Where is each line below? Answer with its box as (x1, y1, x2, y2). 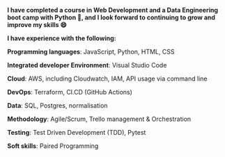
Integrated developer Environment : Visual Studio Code (7, 61, 167, 69)
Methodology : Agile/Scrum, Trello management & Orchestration (7, 115, 192, 123)
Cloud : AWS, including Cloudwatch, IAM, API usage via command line (7, 74, 208, 83)
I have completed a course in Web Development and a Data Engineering (7, 6, 218, 14)
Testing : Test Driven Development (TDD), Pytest (7, 129, 146, 136)
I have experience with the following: (7, 34, 116, 42)
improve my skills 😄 (7, 21, 68, 28)
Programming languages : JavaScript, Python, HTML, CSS (7, 48, 175, 56)
